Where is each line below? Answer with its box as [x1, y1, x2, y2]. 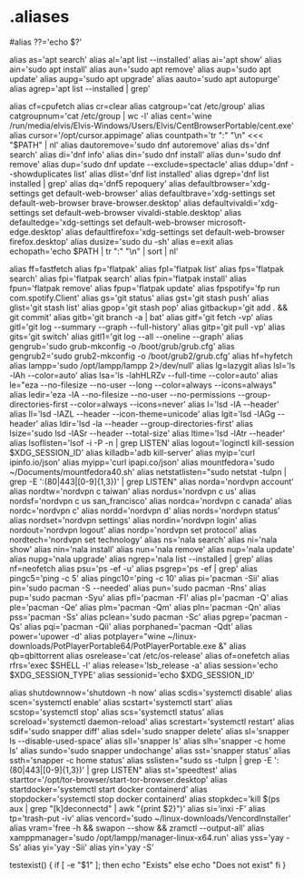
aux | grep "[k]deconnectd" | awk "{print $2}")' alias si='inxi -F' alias [9, 803, 266, 813]
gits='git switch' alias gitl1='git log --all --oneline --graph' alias [9, 330, 243, 342]
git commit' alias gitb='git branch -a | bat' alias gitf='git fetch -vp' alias [9, 311, 273, 322]
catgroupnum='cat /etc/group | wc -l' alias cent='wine [9, 110, 212, 121]
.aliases [9, 6, 70, 27]
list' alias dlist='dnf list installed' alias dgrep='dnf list [74, 168, 270, 179]
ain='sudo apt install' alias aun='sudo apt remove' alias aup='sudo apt [9, 64, 272, 75]
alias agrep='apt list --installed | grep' [9, 83, 151, 94]
